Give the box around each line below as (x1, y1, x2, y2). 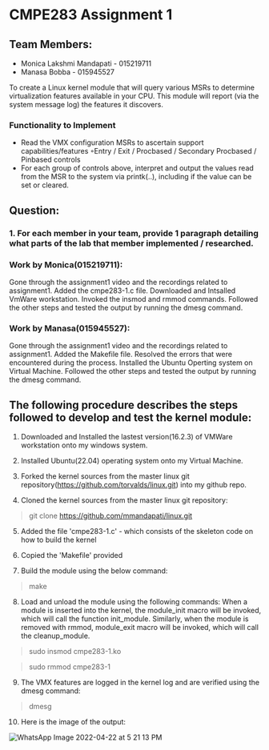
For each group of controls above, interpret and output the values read (20, 163, 255, 173)
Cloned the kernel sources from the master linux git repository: (20, 495, 228, 505)
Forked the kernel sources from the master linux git (20, 471, 191, 481)
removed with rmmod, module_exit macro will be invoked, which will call (20, 623, 259, 632)
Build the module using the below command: (20, 566, 168, 576)
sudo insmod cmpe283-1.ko (28, 647, 122, 656)
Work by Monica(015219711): (9, 259, 123, 270)
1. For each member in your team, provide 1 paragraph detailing (9, 227, 259, 239)
